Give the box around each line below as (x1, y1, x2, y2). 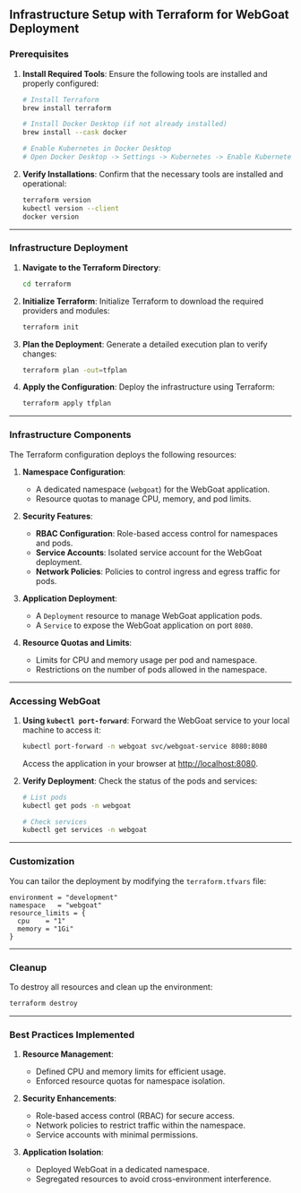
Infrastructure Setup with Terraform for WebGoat (9, 7, 289, 22)
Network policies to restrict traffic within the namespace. (35, 1120, 246, 1131)
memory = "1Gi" (17, 924, 74, 933)
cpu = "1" (17, 916, 66, 925)
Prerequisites (9, 48, 69, 61)
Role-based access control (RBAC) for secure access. (35, 1111, 236, 1121)
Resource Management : (21, 1049, 114, 1060)
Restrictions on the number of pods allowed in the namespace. (35, 664, 267, 674)
